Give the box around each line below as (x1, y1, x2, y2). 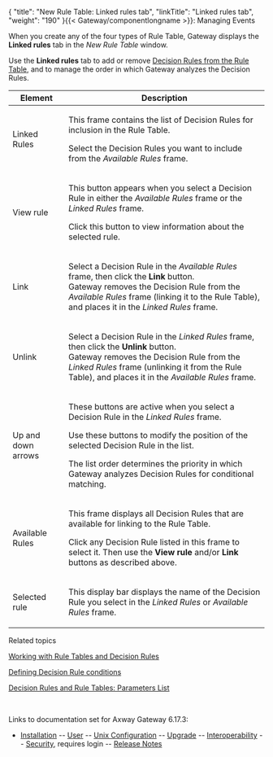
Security (25, 739, 54, 748)
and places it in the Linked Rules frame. (67, 301, 219, 313)
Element (19, 93, 53, 103)
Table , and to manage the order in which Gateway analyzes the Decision (8, 64, 250, 74)
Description (141, 93, 188, 103)
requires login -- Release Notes (57, 739, 162, 748)
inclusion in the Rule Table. (67, 125, 171, 135)
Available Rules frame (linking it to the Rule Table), (67, 291, 260, 302)
